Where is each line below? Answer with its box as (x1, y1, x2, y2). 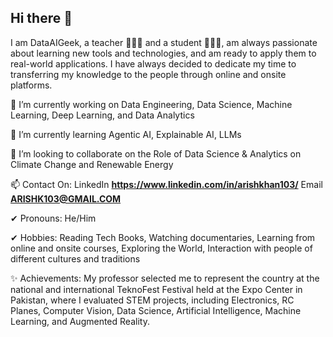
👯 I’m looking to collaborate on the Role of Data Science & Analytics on (10, 147, 302, 160)
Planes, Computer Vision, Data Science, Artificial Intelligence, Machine (10, 304, 302, 316)
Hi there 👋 (10, 10, 73, 27)
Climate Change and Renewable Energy (10, 158, 174, 170)
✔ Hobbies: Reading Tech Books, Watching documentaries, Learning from (10, 231, 316, 243)
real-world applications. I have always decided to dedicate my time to (10, 57, 297, 70)
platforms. (10, 79, 53, 91)
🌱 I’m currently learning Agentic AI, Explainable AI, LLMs (10, 128, 242, 140)
